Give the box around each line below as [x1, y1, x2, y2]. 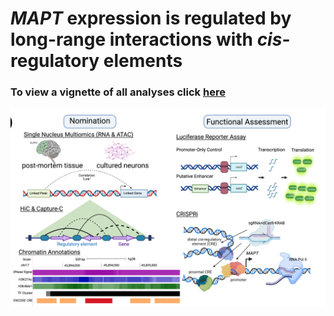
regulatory [10, 50, 100, 72]
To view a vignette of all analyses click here [10, 85, 226, 99]
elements [103, 50, 183, 72]
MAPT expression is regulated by [10, 7, 292, 30]
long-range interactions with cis [10, 28, 283, 51]
